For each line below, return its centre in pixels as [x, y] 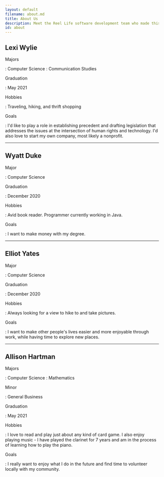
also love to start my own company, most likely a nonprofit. [64, 136]
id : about [15, 28]
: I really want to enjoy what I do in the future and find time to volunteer [76, 464]
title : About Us [21, 19]
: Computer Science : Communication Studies [51, 68]
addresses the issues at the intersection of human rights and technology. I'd [82, 130]
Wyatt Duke [23, 156]
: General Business [24, 397]
